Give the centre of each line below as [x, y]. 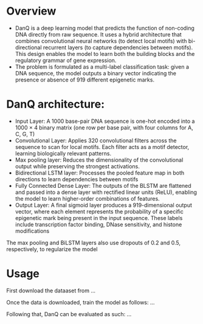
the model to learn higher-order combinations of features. [87, 198]
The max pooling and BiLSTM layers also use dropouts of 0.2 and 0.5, [94, 243]
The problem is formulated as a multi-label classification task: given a [102, 67]
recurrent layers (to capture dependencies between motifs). [118, 47]
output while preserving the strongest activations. [77, 166]
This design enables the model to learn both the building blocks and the [105, 53]
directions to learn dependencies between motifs [77, 179]
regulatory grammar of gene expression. [66, 60]
